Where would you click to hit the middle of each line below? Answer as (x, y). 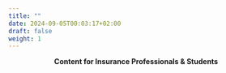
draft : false (30, 31)
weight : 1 (25, 39)
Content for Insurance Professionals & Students (136, 62)
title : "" (25, 16)
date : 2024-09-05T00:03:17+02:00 (65, 24)
